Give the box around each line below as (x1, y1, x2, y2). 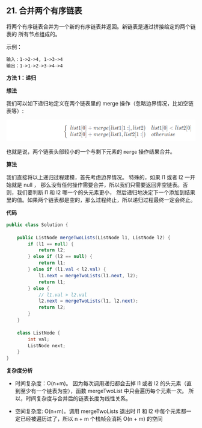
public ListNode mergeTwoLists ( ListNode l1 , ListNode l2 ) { (17, 234, 171, 241)
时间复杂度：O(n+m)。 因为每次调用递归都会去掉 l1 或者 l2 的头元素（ (14, 380, 187, 387)
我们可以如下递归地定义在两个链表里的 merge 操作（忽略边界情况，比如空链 (6, 99, 194, 107)
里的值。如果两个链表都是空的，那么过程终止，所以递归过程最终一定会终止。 (6, 196, 196, 203)
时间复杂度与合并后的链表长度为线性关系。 (25, 395, 131, 402)
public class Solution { (6, 222, 69, 228)
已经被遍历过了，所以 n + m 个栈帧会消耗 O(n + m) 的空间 (20, 415, 163, 423)
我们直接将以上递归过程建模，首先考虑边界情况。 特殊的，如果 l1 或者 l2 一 (6, 174, 191, 181)
